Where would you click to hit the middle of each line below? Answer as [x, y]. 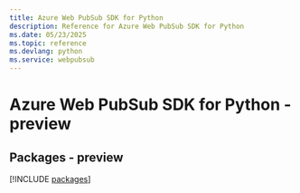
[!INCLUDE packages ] [50, 179]
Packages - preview [66, 157]
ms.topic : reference [48, 43]
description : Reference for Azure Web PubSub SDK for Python [127, 26]
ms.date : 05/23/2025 [48, 34]
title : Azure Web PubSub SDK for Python [87, 18]
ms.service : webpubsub [52, 60]
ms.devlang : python [46, 52]
